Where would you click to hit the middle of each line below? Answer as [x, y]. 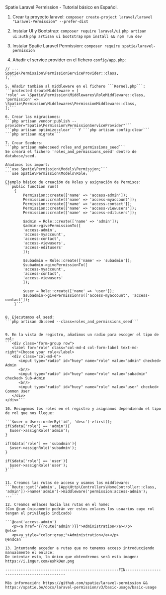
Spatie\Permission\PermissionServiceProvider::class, [62, 73]
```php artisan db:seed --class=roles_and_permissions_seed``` [72, 322]
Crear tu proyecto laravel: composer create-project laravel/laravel [82, 17]
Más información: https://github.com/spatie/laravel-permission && [77, 583]
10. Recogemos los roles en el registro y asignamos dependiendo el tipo [83, 409]
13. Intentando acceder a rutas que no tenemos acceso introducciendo [80, 548]
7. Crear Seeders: [24, 143]
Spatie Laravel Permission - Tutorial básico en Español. [62, 7]
